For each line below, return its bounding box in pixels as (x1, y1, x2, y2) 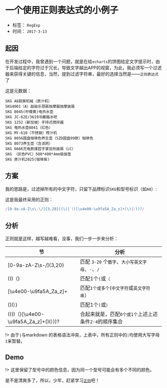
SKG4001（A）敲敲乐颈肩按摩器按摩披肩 (5, 104, 75, 109)
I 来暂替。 (5, 338, 25, 344)
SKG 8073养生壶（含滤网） (5, 141, 53, 146)
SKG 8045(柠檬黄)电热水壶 (5, 109, 54, 114)
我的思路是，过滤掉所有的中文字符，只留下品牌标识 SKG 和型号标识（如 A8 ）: (5, 186, 157, 192)
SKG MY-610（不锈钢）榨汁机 (5, 130, 57, 135)
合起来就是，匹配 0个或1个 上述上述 (80, 311, 158, 318)
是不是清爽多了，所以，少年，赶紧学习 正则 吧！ (5, 378, 100, 384)
